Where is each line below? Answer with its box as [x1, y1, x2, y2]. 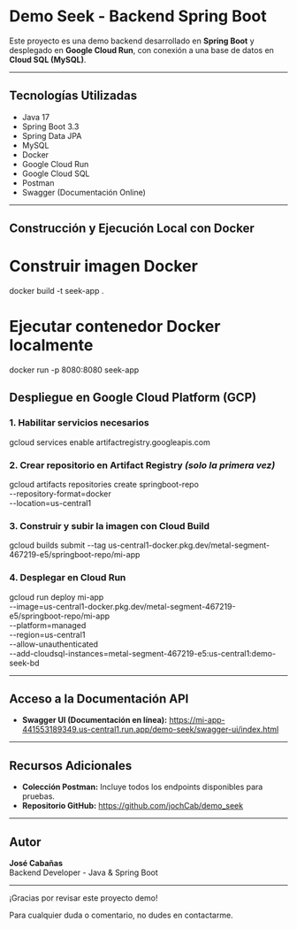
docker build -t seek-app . [9, 286, 104, 296]
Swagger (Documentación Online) [21, 187, 146, 197]
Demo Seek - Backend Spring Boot [9, 6, 267, 27]
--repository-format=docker [9, 488, 112, 499]
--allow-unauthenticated [9, 639, 99, 649]
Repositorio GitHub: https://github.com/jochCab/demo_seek [21, 801, 244, 811]
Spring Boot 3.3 [21, 121, 80, 132]
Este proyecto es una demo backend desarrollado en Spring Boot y [9, 35, 255, 46]
